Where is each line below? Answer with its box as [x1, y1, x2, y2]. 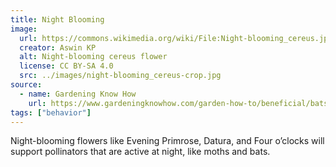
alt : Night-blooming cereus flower [19, 52, 168, 62]
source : [10, 80, 43, 90]
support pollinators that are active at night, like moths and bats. [10, 146, 271, 158]
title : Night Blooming [10, 14, 105, 25]
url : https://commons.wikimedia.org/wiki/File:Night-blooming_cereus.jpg [19, 33, 333, 43]
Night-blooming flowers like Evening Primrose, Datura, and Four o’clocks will [10, 135, 325, 147]
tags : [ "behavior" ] [10, 107, 92, 118]
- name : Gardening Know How [19, 89, 137, 99]
